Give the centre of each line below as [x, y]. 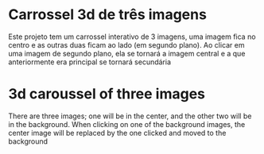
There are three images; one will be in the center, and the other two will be [130, 116]
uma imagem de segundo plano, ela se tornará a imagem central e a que [127, 53]
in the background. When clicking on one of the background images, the [127, 124]
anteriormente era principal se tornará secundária [90, 62]
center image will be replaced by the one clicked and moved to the [117, 133]
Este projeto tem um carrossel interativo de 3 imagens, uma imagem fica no [132, 37]
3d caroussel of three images [107, 94]
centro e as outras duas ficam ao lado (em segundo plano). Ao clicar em [126, 44]
